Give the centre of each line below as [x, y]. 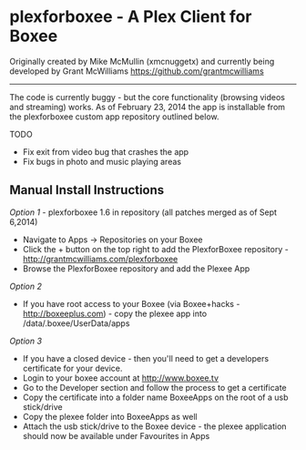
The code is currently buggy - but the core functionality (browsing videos [147, 97]
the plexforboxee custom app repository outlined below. [115, 117]
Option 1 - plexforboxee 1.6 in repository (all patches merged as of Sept [143, 212]
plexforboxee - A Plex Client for [131, 17]
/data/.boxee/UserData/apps [76, 323]
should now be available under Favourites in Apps [116, 435]
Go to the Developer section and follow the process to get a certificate [154, 387]
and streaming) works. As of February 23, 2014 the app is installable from [147, 107]
